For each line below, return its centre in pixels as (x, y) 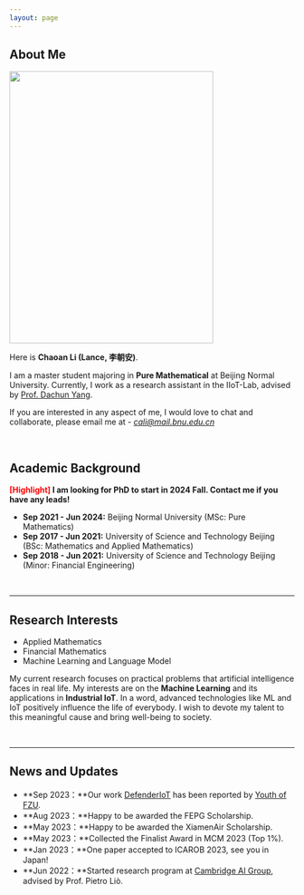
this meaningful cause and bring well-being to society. (111, 717)
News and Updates (64, 772)
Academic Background (75, 468)
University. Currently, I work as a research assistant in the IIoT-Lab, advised (150, 385)
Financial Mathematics (64, 652)
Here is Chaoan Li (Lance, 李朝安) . (74, 357)
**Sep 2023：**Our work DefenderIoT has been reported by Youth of (154, 794)
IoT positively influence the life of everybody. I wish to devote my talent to (147, 707)
